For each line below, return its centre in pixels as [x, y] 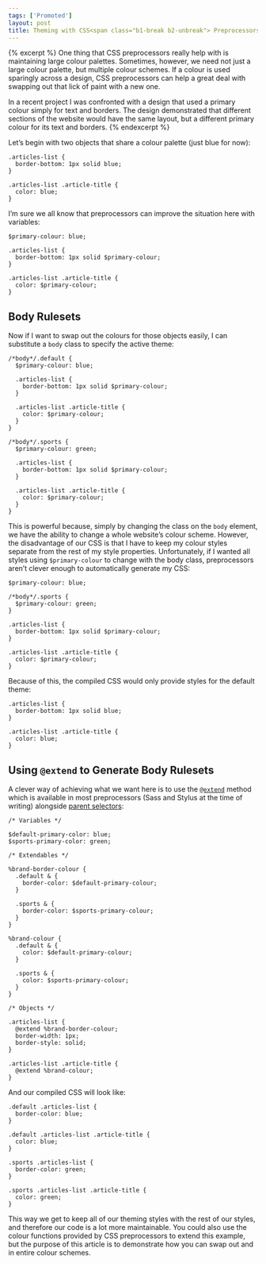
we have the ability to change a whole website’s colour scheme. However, [129, 535]
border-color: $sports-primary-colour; [88, 911]
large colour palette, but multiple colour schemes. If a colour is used [120, 70]
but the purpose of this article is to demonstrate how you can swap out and [131, 1244]
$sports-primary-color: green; [60, 842]
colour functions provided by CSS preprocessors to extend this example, [127, 1236]
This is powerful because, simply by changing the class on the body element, [133, 526]
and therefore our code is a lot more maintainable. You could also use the [128, 1227]
